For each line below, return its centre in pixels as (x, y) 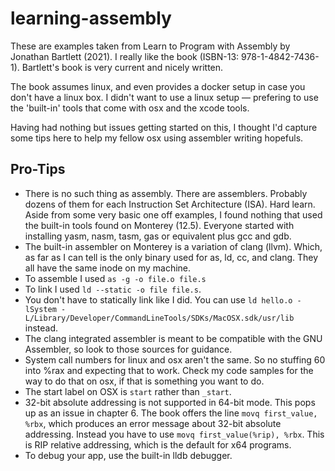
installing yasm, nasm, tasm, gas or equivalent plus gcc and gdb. (158, 236)
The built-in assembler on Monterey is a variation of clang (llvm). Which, (173, 246)
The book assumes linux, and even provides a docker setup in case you (158, 86)
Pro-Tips (38, 169)
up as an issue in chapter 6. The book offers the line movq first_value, (171, 413)
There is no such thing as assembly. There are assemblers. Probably (166, 193)
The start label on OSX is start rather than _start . (128, 391)
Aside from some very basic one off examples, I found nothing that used (173, 214)
